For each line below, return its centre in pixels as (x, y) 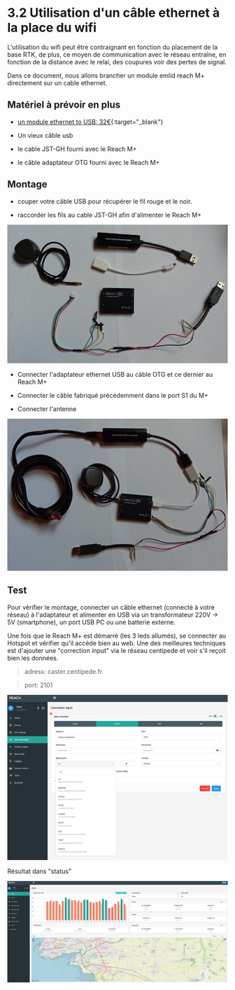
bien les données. (33, 658)
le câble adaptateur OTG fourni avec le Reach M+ (88, 162)
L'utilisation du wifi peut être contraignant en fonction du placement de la (113, 47)
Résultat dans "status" (40, 871)
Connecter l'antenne (47, 409)
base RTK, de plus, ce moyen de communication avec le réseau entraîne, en (117, 55)
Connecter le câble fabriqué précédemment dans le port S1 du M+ (113, 395)
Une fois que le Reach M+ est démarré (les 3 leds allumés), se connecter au (117, 636)
